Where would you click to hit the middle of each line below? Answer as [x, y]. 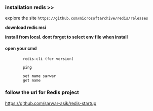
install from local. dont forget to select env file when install [67, 37]
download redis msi [26, 28]
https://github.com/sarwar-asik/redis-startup [51, 103]
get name [32, 80]
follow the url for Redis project [42, 92]
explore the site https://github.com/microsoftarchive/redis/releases [77, 18]
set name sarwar [39, 76]
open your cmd [21, 48]
